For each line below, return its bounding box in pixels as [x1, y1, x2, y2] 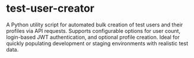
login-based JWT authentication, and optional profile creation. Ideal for [6, 33, 180, 40]
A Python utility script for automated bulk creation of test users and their [6, 21, 183, 28]
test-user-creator [6, 2, 95, 15]
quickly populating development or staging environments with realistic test [6, 40, 189, 47]
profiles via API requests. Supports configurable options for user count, [6, 27, 181, 34]
